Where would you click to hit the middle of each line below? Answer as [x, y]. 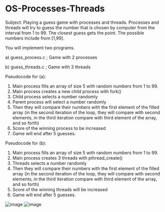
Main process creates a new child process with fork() [67, 91]
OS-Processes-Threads [55, 9]
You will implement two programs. [40, 48]
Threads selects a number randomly [49, 163]
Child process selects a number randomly [55, 97]
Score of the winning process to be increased [59, 128]
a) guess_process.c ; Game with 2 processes [51, 57]
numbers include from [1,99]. [35, 38]
